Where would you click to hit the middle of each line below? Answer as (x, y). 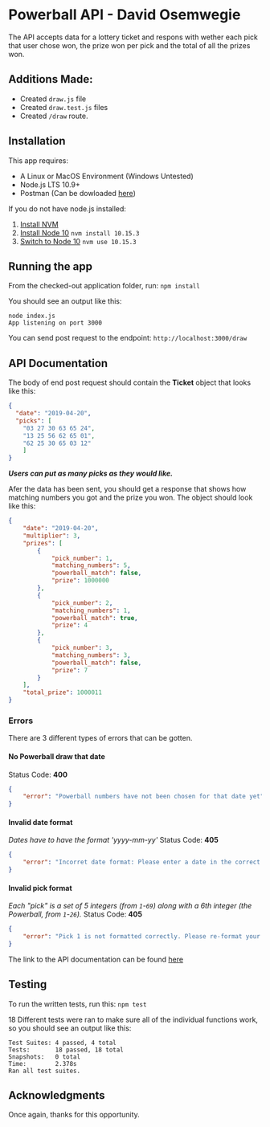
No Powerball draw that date (57, 756)
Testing (28, 984)
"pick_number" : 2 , (82, 603)
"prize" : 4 (70, 625)
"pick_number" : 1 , (82, 558)
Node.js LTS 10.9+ (50, 184)
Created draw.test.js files (64, 107)
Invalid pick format (40, 888)
